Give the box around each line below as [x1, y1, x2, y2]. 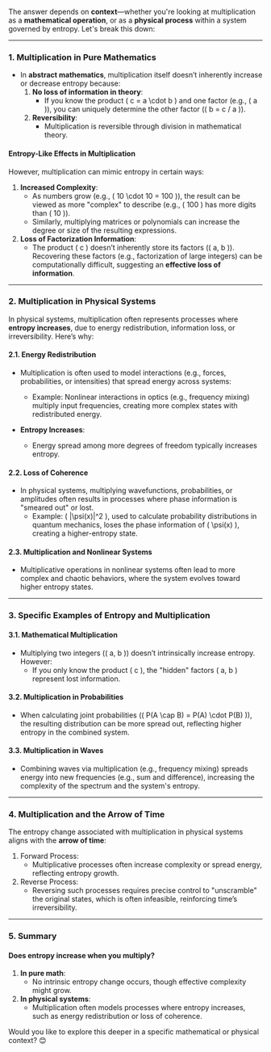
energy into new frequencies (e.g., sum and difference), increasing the [19, 772, 256, 782]
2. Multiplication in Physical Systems [8, 296, 156, 307]
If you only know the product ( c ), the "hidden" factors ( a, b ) [31, 665, 238, 675]
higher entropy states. [19, 582, 94, 592]
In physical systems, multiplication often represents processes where [8, 314, 239, 324]
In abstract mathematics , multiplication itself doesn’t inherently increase [19, 70, 263, 80]
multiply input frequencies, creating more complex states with [31, 401, 238, 410]
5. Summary [8, 931, 57, 942]
